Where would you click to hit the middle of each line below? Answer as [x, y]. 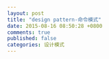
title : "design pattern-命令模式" [54, 20]
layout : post [26, 13]
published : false [32, 39]
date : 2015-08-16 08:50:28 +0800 [55, 26]
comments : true [29, 32]
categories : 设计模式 [36, 45]
